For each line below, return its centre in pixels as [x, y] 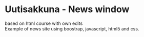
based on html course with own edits [44, 23]
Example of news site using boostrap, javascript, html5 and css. [72, 28]
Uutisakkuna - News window [67, 9]
